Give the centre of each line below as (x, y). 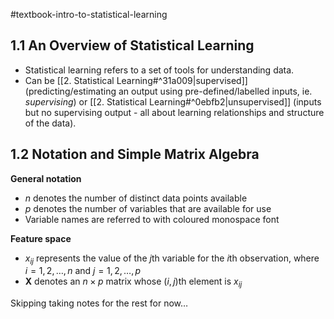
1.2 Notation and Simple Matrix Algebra (135, 154)
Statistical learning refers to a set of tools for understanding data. (159, 70)
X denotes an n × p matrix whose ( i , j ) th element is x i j (133, 282)
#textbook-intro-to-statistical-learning (89, 14)
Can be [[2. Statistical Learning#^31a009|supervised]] (136, 80)
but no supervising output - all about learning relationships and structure (174, 112)
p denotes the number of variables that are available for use (148, 208)
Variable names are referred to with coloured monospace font (152, 219)
